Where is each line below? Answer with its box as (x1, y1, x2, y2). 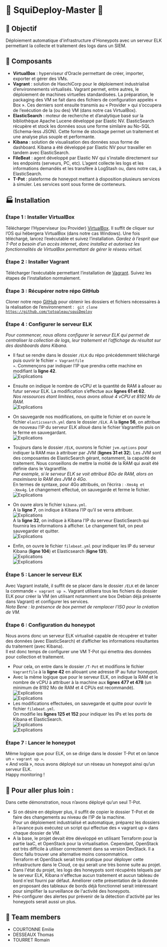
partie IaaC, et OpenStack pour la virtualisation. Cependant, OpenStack (12, 841, 159, 847)
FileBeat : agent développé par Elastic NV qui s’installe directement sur (12, 155, 158, 161)
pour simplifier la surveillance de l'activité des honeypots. (12, 888, 131, 894)
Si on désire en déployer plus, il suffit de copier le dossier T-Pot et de (12, 809, 155, 815)
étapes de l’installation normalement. (5, 275, 81, 281)
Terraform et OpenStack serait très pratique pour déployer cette (12, 857, 144, 862)
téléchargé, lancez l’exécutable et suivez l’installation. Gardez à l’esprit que (5, 236, 159, 242)
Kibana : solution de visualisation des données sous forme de (12, 139, 139, 145)
